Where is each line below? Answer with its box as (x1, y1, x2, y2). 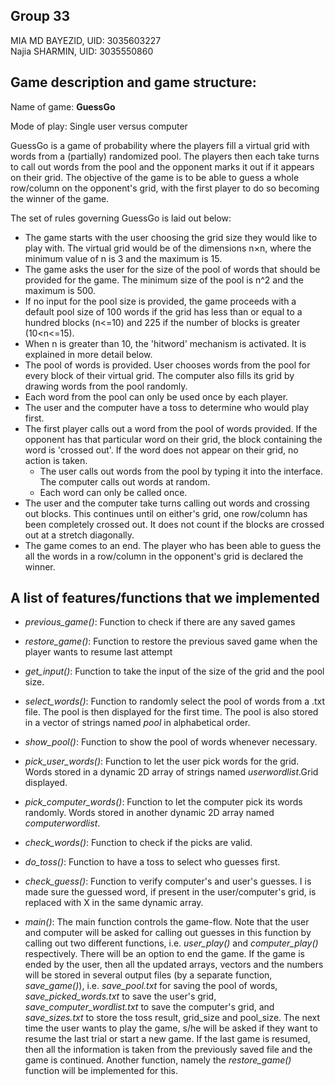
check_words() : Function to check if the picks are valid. (24, 837, 253, 849)
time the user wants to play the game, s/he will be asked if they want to (24, 1022, 318, 1034)
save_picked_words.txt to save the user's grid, (24, 990, 217, 1003)
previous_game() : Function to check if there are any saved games (24, 616, 296, 628)
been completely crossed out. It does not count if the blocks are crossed (24, 518, 325, 530)
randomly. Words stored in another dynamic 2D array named (24, 807, 275, 819)
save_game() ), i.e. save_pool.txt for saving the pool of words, (24, 980, 278, 992)
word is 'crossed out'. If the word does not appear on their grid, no (24, 444, 299, 456)
